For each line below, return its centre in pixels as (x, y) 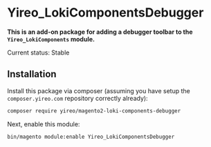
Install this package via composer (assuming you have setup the (99, 90)
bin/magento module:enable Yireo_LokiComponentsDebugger (91, 137)
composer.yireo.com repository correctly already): (77, 98)
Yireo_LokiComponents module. (51, 39)
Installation (32, 74)
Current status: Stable (38, 52)
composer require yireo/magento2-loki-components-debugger (94, 111)
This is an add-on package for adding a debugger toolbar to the (100, 32)
